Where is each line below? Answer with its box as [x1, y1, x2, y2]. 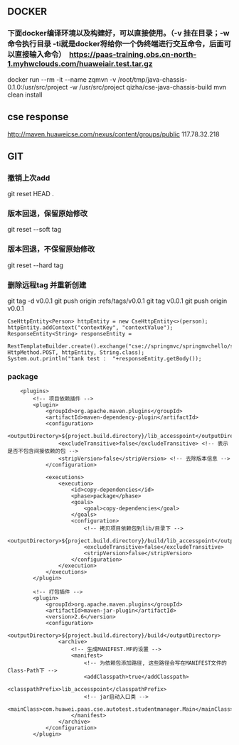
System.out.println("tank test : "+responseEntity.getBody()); [7, 355, 202, 363]
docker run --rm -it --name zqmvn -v [7, 75, 117, 84]
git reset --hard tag [7, 261, 64, 269]
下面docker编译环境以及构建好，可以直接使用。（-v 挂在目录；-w [7, 28, 230, 38]
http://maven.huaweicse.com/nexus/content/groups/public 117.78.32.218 [7, 129, 220, 138]
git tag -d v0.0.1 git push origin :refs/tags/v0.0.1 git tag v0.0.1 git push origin [7, 296, 228, 305]
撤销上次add [7, 173, 51, 183]
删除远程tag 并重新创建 [7, 280, 87, 290]
